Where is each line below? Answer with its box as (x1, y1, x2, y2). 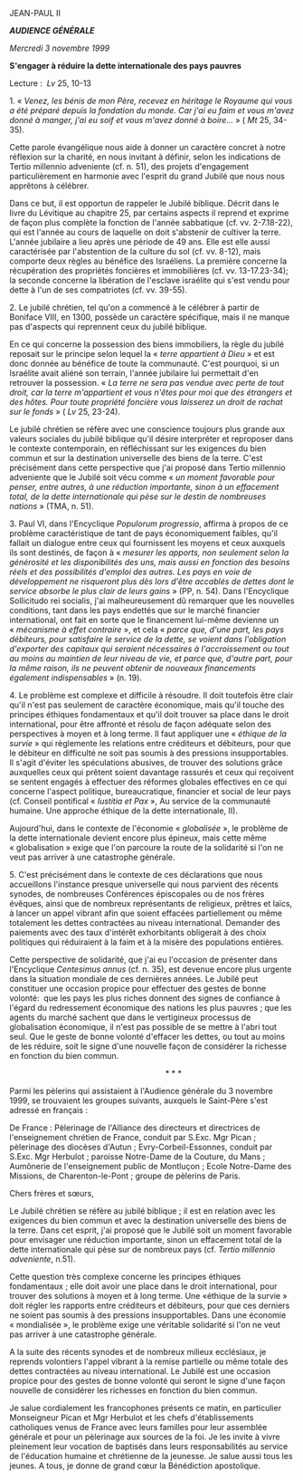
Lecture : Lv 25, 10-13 (9, 78, 92, 89)
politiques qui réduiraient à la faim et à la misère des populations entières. (9, 937, 284, 947)
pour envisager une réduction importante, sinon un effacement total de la (9, 1235, 282, 1245)
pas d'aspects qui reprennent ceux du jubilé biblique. (9, 322, 208, 332)
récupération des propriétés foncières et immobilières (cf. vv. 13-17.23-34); (9, 265, 289, 275)
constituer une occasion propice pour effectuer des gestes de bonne (9, 983, 267, 994)
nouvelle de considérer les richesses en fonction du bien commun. (9, 1385, 258, 1396)
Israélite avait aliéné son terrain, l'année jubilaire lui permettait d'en (9, 368, 260, 379)
